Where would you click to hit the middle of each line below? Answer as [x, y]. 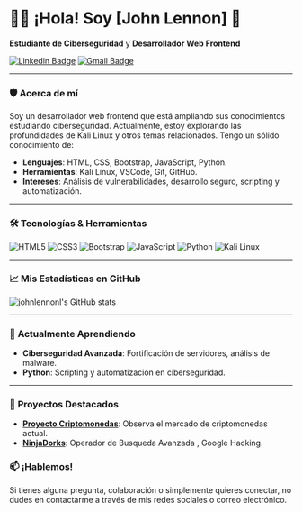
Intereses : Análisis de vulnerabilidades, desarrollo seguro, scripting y [151, 182]
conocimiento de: [42, 145]
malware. [39, 363]
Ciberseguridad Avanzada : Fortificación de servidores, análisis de [146, 353]
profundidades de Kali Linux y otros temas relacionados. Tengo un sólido [144, 135]
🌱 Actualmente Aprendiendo [73, 334]
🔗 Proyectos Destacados [64, 405]
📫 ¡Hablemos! [41, 467]
